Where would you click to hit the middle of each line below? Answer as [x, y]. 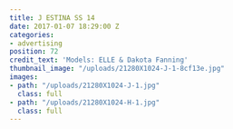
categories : [32, 35]
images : [24, 77]
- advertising [36, 43]
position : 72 [34, 52]
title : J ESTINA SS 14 [52, 18]
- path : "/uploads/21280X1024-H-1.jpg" [85, 102]
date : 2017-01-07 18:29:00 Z [64, 26]
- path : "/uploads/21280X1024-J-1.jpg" [85, 85]
